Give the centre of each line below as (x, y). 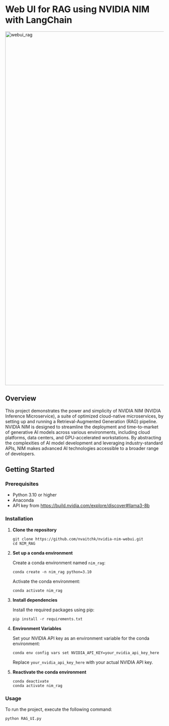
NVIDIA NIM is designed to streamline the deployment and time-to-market (82, 427)
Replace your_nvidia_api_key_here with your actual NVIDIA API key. (83, 662)
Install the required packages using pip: (53, 610)
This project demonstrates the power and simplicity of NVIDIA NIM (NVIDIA (83, 411)
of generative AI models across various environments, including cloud (77, 432)
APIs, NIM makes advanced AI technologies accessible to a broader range (82, 448)
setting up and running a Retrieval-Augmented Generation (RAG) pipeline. (81, 421)
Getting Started (30, 469)
